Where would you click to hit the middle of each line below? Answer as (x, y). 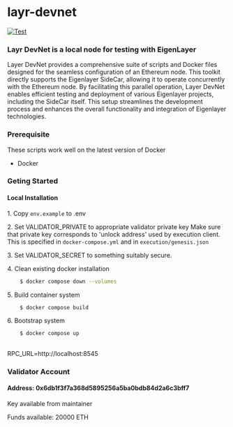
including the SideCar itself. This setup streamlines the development (105, 102)
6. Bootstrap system (36, 320)
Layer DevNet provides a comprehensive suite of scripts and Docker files (112, 65)
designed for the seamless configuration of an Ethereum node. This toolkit (114, 72)
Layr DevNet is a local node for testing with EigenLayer (102, 49)
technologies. (27, 116)
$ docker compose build (54, 307)
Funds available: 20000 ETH (48, 417)
